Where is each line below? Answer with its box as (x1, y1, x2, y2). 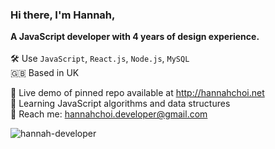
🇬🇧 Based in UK (10, 67, 80, 79)
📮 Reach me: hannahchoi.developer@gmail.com (10, 108, 208, 120)
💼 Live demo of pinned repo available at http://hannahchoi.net (10, 87, 265, 99)
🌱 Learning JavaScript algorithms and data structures (10, 98, 231, 110)
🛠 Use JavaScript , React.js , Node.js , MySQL (10, 53, 190, 65)
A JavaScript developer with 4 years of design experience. (10, 31, 260, 43)
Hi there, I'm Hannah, (10, 8, 116, 22)
